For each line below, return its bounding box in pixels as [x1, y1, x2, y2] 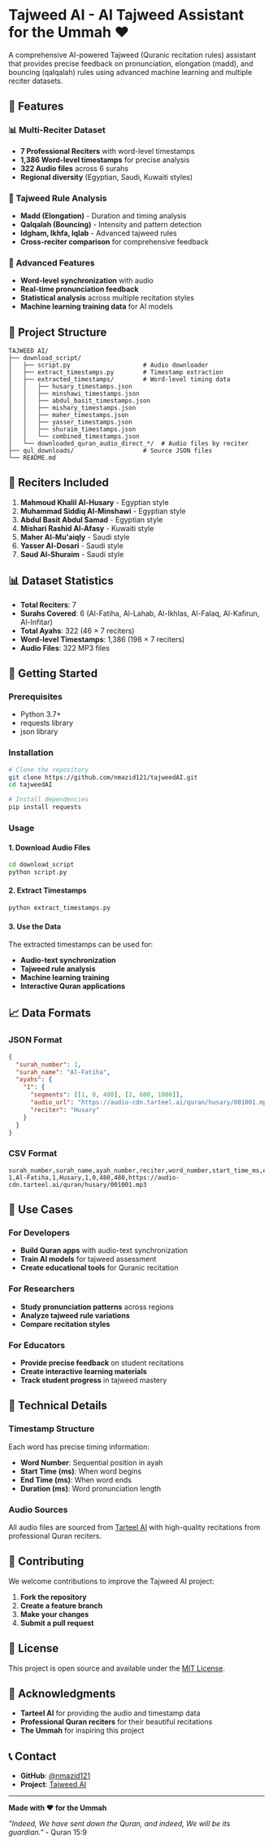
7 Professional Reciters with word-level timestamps [19, 146, 195, 156]
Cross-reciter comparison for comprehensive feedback [19, 236, 209, 246]
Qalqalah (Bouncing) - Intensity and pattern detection [19, 219, 201, 229]
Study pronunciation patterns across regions [19, 1302, 175, 1311]
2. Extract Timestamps [8, 885, 87, 895]
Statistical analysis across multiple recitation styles [19, 293, 195, 303]
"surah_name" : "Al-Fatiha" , [15, 1068, 111, 1076]
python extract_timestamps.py [8, 904, 111, 912]
